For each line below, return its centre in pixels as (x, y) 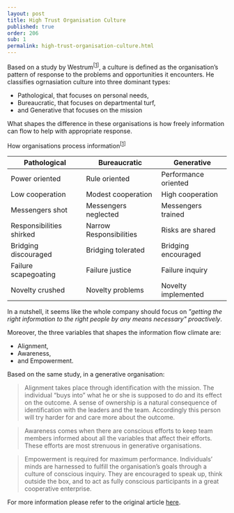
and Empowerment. (45, 361)
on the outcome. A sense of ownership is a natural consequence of (120, 403)
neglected (103, 214)
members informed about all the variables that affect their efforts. (118, 439)
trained (173, 214)
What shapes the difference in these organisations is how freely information (116, 123)
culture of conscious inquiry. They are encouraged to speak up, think (123, 474)
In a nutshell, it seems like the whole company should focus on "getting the (115, 312)
